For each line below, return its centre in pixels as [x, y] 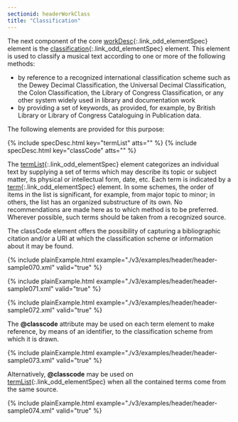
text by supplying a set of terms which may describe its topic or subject [112, 172]
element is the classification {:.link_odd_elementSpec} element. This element [119, 48]
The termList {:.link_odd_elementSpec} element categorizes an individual [113, 164]
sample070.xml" [31, 267]
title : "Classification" [44, 21]
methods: [21, 63]
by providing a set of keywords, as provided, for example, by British [116, 107]
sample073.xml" [31, 360]
